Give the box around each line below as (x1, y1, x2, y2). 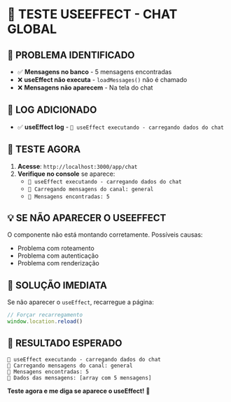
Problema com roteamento (17, 244, 94, 253)
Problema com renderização (17, 259, 99, 268)
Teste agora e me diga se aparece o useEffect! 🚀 (7, 387, 150, 395)
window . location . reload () (7, 318, 83, 325)
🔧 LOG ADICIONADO (7, 104, 97, 116)
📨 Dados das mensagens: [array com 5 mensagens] (7, 374, 152, 381)
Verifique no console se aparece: (17, 169, 115, 178)
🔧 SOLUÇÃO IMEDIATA (7, 279, 107, 291)
